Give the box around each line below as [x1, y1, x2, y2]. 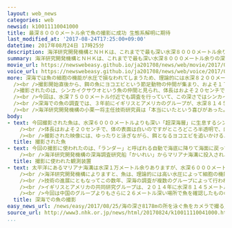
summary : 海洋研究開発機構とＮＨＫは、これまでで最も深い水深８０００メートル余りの [7, 55, 220, 62]
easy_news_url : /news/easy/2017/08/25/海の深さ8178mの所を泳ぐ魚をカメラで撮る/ [7, 203, 228, 210]
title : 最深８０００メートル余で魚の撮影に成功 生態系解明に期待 [7, 29, 171, 37]
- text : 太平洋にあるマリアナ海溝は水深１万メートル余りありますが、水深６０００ [7, 164, 212, 171]
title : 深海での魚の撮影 [13, 196, 77, 204]
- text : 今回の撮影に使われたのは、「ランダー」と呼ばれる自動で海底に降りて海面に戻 [7, 145, 220, 152]
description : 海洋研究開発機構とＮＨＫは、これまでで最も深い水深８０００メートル [7, 49, 217, 56]
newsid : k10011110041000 [7, 23, 79, 30]
